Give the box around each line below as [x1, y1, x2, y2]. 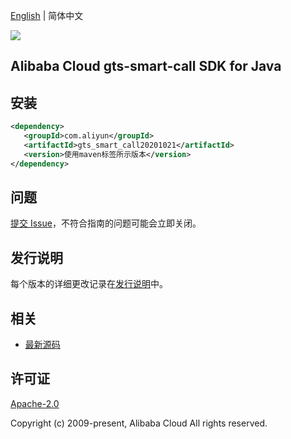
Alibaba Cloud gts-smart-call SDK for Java [10, 58, 282, 75]
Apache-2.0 [10, 397, 60, 409]
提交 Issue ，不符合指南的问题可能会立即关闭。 [10, 217, 202, 229]
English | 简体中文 [10, 10, 84, 21]
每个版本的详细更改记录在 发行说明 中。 [10, 278, 168, 290]
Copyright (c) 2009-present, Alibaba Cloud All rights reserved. [10, 417, 268, 429]
